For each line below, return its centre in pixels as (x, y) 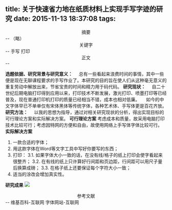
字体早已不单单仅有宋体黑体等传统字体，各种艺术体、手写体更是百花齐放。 (88, 106)
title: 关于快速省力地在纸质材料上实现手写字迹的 (81, 9)
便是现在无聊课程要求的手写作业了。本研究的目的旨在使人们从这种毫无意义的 (86, 80)
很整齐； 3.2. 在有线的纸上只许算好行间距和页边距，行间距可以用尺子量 (88, 161)
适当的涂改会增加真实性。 (40, 174)
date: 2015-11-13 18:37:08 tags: (65, 19)
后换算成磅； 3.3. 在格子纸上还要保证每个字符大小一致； (72, 168)
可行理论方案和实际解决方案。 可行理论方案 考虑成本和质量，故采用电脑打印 (85, 119)
